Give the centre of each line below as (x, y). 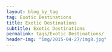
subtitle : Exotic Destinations (46, 28)
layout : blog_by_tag (32, 12)
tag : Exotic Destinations (39, 17)
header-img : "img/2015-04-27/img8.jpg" (57, 39)
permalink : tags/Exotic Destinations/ (55, 34)
